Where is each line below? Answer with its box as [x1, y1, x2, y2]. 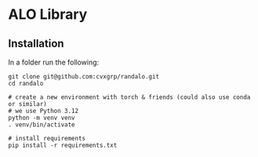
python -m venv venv [8, 114, 76, 122]
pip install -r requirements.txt [8, 141, 118, 149]
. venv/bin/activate [8, 121, 76, 129]
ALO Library [8, 5, 88, 24]
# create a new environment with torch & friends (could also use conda [8, 93, 251, 101]
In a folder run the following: [8, 57, 100, 67]
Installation [8, 37, 64, 50]
